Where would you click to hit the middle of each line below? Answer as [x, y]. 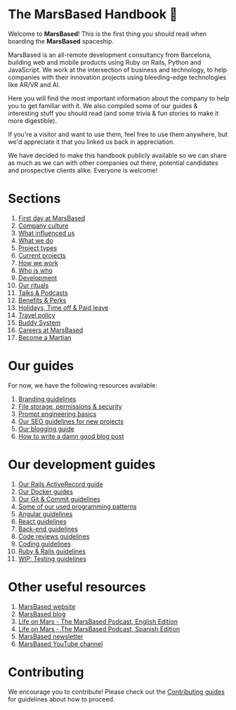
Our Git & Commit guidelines [59, 499]
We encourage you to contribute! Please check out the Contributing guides [117, 692]
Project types [38, 248]
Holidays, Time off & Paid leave [63, 308]
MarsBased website [47, 606]
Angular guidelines [45, 514]
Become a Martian [45, 337]
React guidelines [42, 521]
